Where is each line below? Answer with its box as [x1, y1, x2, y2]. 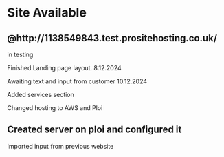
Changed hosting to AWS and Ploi [7, 104, 103, 112]
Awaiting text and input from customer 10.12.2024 [7, 77, 148, 85]
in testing [7, 50, 34, 59]
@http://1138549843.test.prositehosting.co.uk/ [7, 32, 218, 44]
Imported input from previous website [7, 142, 114, 150]
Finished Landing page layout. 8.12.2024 [7, 64, 122, 72]
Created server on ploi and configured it [7, 124, 182, 136]
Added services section [7, 91, 74, 98]
